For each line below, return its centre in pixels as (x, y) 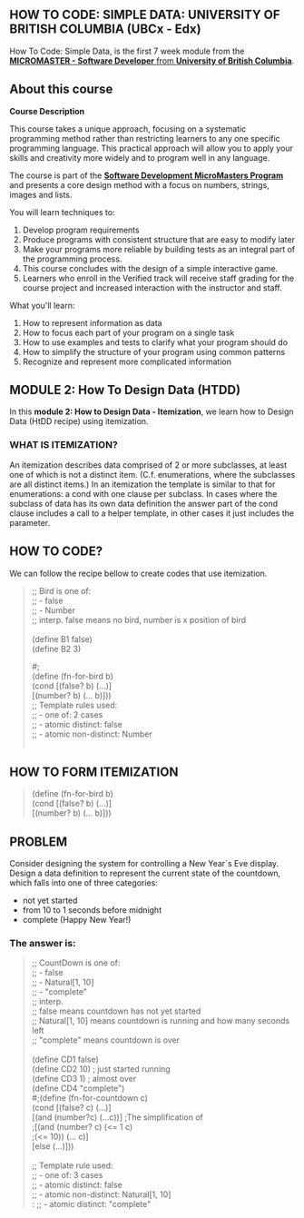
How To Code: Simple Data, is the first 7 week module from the (127, 51)
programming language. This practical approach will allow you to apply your (151, 148)
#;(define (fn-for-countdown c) (89, 1098)
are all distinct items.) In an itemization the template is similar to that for (142, 484)
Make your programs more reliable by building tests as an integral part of (159, 249)
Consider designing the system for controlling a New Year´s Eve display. (144, 864)
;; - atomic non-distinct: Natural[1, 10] (101, 1194)
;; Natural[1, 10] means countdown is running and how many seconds (161, 1021)
